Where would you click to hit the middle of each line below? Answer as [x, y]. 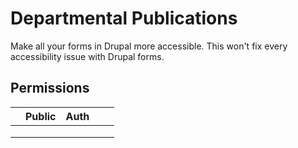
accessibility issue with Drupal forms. [87, 56]
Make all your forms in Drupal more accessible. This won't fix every [149, 46]
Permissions [50, 88]
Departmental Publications [124, 18]
